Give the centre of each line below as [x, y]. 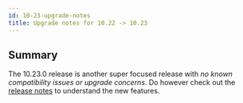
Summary [33, 55]
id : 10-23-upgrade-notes [49, 15]
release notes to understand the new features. [84, 91]
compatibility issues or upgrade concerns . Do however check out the [122, 82]
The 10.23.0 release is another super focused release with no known [121, 74]
